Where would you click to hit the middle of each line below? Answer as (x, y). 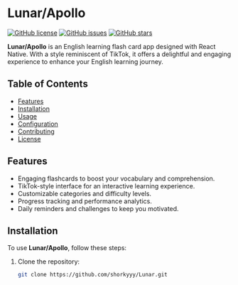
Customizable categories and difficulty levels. (84, 193)
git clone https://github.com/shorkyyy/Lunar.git (93, 275)
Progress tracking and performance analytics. (85, 201)
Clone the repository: (49, 262)
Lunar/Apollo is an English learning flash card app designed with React (112, 46)
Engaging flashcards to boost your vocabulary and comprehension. (116, 178)
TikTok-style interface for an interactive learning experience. (106, 185)
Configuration (38, 124)
